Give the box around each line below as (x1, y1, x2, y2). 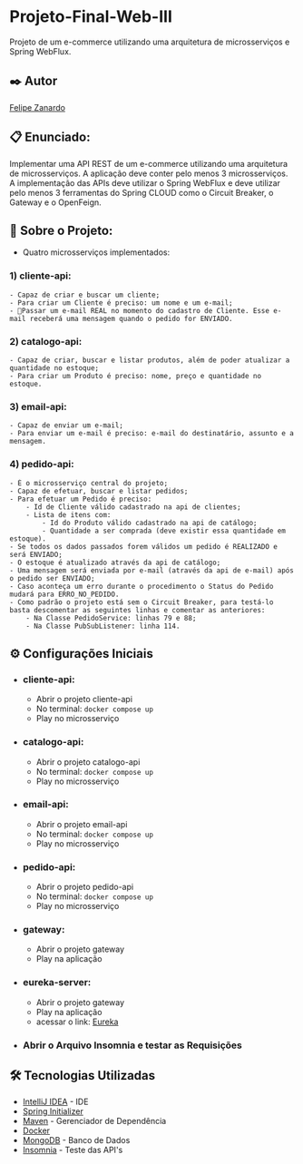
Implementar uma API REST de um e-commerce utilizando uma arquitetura (9, 158, 288, 169)
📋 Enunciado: (9, 130, 91, 145)
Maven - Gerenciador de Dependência (22, 1116, 167, 1127)
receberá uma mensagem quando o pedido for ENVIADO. (29, 314, 233, 323)
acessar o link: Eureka (35, 1016, 119, 1027)
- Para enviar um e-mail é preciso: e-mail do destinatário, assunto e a (9, 429, 295, 438)
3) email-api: (9, 400, 68, 413)
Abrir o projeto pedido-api (35, 882, 134, 893)
